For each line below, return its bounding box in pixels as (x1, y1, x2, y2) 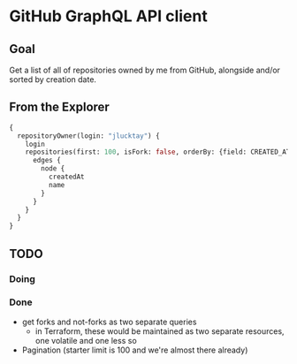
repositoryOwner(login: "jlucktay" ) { (17, 131, 161, 140)
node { (41, 164, 65, 173)
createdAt (48, 172, 86, 182)
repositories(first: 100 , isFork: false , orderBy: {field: (25, 148, 247, 156)
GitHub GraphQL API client (9, 6, 208, 27)
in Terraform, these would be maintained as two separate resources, (34, 325, 285, 337)
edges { (32, 156, 62, 165)
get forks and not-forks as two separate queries (21, 316, 197, 327)
